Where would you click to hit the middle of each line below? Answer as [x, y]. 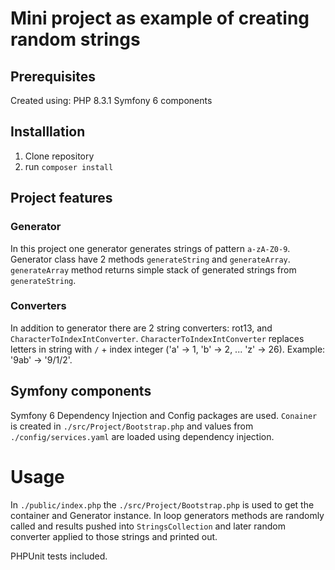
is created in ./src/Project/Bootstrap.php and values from [132, 426]
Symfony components [81, 391]
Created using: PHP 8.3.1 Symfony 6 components [111, 100]
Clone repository [59, 156]
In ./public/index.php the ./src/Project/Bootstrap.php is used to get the [162, 504]
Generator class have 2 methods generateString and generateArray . [150, 259]
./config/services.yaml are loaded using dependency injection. [142, 436]
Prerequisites [53, 76]
